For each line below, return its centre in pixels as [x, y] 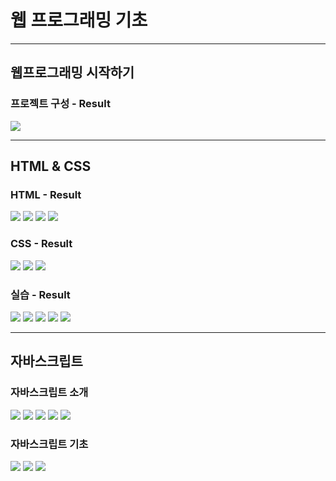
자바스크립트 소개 [49, 393]
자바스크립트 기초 [49, 444]
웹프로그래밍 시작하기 [72, 72]
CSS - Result [41, 244]
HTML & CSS [51, 166]
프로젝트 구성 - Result [60, 104]
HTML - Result [46, 194]
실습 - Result [40, 294]
